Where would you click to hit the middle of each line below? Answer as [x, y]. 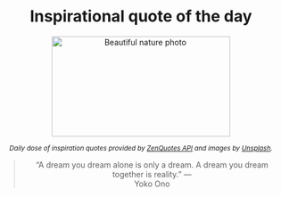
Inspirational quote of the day [141, 16]
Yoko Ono [152, 184]
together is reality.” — [152, 174]
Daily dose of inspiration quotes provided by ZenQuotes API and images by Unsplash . [141, 148]
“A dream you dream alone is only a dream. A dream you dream [152, 164]
